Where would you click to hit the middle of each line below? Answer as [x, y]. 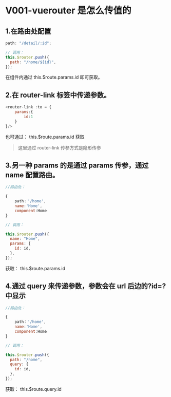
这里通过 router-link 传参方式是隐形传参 [59, 147]
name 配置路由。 [32, 175]
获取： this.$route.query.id [33, 389]
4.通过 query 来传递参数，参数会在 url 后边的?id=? [86, 286]
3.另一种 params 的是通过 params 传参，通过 [77, 165]
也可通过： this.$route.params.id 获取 [45, 137]
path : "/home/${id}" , [33, 62]
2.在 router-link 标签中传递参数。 [58, 95]
